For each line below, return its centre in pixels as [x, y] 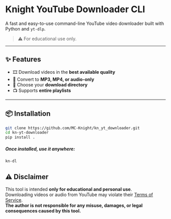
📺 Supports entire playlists [42, 90]
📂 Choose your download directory [50, 84]
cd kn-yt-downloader [27, 133]
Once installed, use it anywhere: [40, 149]
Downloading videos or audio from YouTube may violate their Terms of [79, 195]
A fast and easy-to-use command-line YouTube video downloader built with [85, 23]
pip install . [20, 137]
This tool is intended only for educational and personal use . [69, 189]
